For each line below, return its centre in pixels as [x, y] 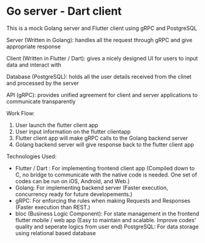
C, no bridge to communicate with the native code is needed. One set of [106, 175]
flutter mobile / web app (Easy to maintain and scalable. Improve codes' [106, 220]
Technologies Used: [32, 156]
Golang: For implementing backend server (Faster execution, [91, 187]
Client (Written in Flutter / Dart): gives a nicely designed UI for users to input [102, 58]
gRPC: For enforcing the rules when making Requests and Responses [103, 200]
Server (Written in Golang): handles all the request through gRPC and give [99, 40]
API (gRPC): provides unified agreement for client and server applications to [102, 95]
